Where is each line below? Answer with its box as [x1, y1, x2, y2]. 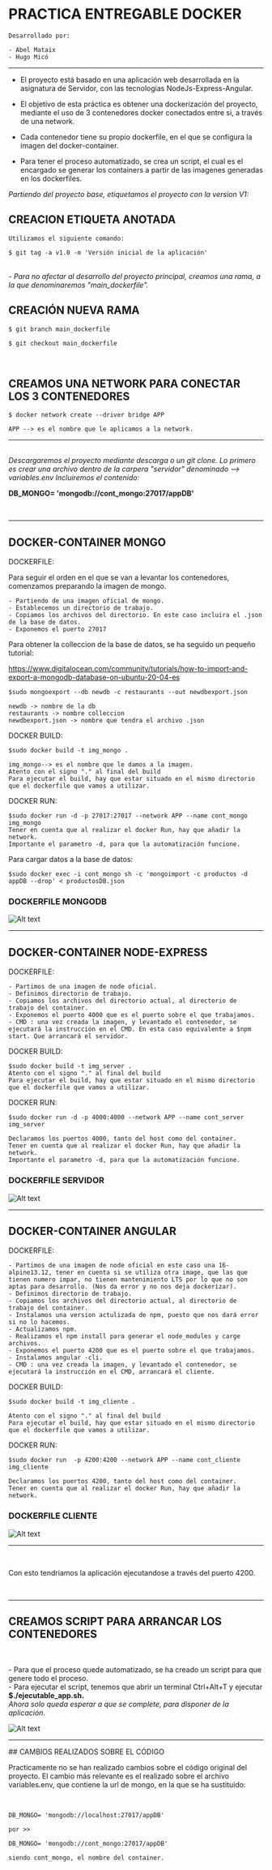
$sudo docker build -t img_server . [8, 1062, 132, 1070]
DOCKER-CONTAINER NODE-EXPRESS [8, 946, 208, 959]
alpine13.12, [8, 1268, 53, 1277]
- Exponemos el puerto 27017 [8, 625, 107, 633]
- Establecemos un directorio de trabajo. [8, 604, 154, 612]
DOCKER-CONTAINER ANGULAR [8, 1224, 176, 1237]
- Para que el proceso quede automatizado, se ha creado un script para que [8, 1664, 261, 1675]
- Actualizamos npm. [8, 1325, 79, 1334]
